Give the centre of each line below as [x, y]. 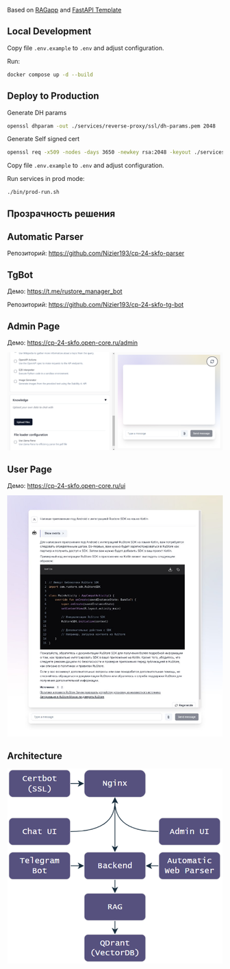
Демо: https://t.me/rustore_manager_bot [65, 291]
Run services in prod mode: [46, 179]
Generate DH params [37, 112]
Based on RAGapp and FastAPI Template [64, 10]
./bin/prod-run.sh [33, 192]
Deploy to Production [53, 96]
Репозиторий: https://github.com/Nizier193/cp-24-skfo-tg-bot [95, 305]
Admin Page [34, 326]
